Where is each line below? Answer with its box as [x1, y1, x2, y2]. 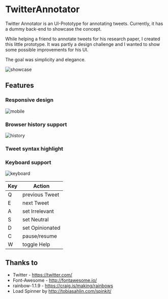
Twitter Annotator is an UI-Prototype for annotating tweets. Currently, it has [5, 20, 163, 27]
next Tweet [22, 200, 49, 207]
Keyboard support [5, 159, 51, 166]
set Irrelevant [22, 208, 54, 215]
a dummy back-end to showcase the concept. [5, 26, 102, 32]
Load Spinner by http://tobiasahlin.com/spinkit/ [12, 288, 112, 294]
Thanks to [5, 258, 38, 267]
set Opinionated [22, 225, 61, 232]
